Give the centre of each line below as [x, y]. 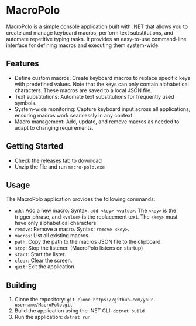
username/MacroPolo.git [44, 305]
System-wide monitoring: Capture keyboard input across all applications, [102, 109]
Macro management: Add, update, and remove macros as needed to [97, 122]
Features [23, 64]
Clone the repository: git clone [52, 300]
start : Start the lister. [40, 254]
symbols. [25, 103]
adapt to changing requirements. [54, 127]
